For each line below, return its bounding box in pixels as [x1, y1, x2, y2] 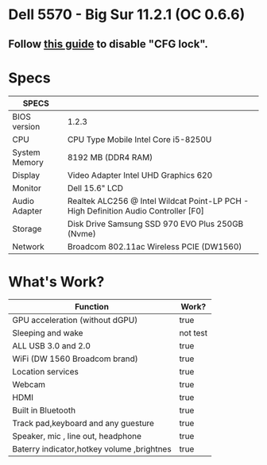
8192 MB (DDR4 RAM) [67, 152, 153, 163]
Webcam [12, 379, 46, 390]
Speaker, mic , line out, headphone [12, 431, 141, 442]
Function [74, 302, 110, 313]
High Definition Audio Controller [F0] [67, 205, 205, 216]
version [12, 121, 41, 132]
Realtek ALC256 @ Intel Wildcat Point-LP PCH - [67, 195, 249, 206]
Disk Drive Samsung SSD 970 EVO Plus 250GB [67, 218, 244, 229]
